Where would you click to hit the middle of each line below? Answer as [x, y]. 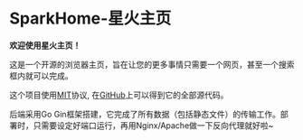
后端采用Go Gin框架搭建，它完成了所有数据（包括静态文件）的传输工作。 [145, 114]
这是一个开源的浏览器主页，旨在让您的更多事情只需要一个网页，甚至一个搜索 [152, 64]
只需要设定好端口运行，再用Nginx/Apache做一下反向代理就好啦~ [153, 125]
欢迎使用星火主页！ [45, 45]
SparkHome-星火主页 [90, 19]
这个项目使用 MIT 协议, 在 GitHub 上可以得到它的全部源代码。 [119, 95]
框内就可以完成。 [41, 75]
